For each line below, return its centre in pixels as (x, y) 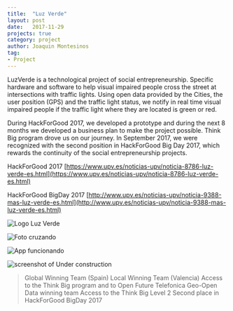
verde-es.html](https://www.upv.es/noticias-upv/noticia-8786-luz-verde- (113, 173)
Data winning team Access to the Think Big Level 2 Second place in (121, 293)
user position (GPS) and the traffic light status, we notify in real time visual (114, 102)
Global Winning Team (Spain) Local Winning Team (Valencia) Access (123, 277)
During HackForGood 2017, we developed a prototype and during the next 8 (116, 123)
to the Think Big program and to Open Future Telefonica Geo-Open (121, 285)
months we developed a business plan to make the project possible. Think (114, 130)
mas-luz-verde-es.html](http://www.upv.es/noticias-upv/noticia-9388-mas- (116, 202)
